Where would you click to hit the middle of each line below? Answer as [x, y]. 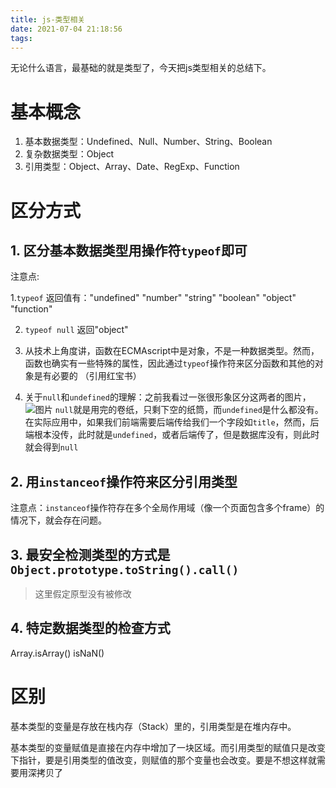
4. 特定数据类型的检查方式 [90, 628]
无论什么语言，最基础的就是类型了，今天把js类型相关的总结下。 [141, 68]
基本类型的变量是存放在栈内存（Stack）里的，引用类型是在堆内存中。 [153, 726]
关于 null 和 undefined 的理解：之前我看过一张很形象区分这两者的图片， [168, 397]
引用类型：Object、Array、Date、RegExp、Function [132, 167]
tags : [21, 38]
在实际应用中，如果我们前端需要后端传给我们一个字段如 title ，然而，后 [172, 422]
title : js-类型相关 [48, 19]
